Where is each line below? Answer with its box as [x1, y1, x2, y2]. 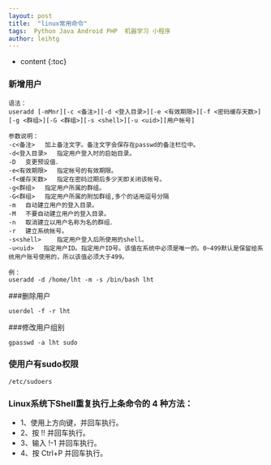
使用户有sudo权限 [8, 359, 79, 370]
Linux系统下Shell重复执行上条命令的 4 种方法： [8, 398, 193, 409]
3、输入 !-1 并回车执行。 [19, 438, 101, 448]
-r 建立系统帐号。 [8, 226, 68, 235]
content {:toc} [19, 57, 67, 67]
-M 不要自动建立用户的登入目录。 [8, 209, 110, 217]
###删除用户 [8, 291, 51, 300]
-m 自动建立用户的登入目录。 [8, 200, 99, 209]
